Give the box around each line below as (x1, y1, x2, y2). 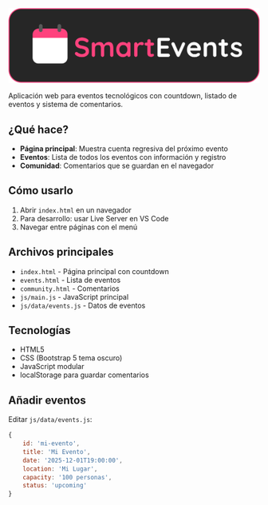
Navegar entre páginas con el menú (19, 222, 138, 232)
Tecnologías (8, 324, 71, 337)
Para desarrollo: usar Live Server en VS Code (19, 213, 169, 223)
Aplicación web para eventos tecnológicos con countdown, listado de (8, 91, 238, 101)
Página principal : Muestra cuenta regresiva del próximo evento (19, 144, 229, 153)
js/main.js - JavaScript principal (19, 292, 129, 301)
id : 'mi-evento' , (22, 439, 81, 447)
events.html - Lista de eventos (19, 275, 121, 284)
